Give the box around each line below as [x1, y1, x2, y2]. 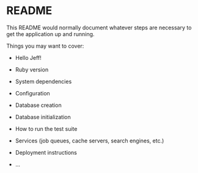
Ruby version [15, 65, 49, 73]
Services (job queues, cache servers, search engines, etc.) [15, 137, 164, 144]
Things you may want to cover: [6, 42, 84, 50]
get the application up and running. [6, 30, 95, 37]
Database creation [15, 101, 62, 109]
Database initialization [15, 113, 71, 120]
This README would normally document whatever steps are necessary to [6, 24, 192, 31]
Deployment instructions [15, 149, 78, 156]
